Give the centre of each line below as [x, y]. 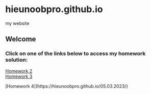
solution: [17, 60]
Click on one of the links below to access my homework [75, 54]
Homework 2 [19, 71]
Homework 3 [19, 76]
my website [17, 23]
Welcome [21, 39]
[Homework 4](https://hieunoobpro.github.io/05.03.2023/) [67, 86]
